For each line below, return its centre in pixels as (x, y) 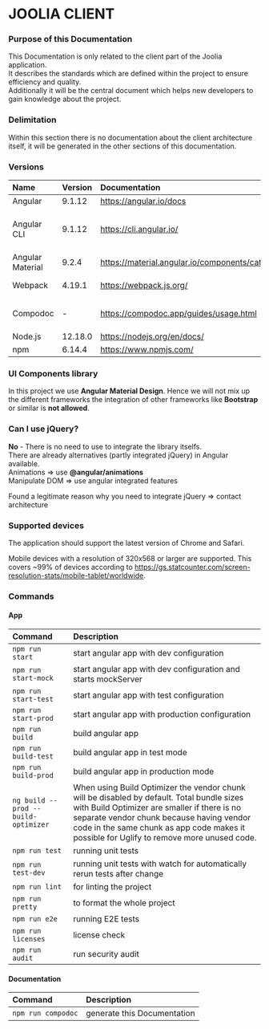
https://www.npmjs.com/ (147, 350)
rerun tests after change (118, 874)
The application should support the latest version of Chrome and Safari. (126, 543)
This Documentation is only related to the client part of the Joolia (115, 56)
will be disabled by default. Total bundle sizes (159, 798)
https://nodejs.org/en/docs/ (152, 336)
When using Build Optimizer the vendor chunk (159, 787)
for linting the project (112, 887)
